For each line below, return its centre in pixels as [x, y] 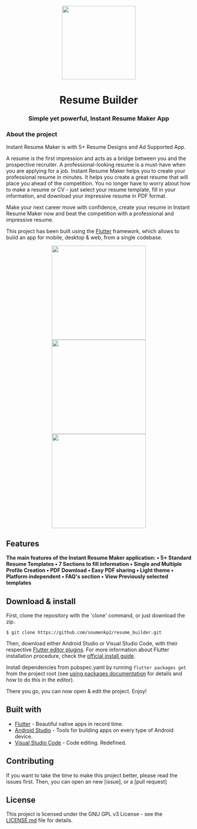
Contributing [30, 761]
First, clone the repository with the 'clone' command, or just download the [96, 615]
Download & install [41, 601]
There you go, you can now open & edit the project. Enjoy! [76, 691]
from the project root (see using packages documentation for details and [94, 674]
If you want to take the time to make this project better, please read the [92, 775]
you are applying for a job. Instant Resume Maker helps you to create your [96, 171]
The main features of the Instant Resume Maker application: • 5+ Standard [99, 558]
